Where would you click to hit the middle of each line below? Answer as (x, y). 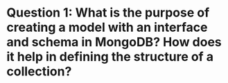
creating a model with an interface (107, 27)
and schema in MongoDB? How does (114, 42)
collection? (39, 72)
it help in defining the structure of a (110, 57)
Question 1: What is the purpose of (108, 13)
